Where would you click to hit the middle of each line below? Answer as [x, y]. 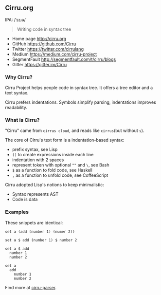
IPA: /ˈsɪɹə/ [15, 19]
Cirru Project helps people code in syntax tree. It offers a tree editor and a [79, 88]
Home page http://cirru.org [39, 38]
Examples [17, 212]
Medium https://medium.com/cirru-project [54, 54]
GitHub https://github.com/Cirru [44, 44]
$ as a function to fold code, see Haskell [52, 170]
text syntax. [17, 93]
